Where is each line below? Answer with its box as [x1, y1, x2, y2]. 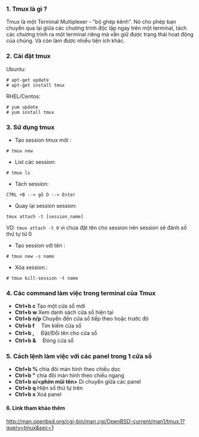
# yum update [6, 104, 39, 110]
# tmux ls [6, 170, 31, 176]
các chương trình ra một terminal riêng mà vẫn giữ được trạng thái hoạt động [6, 31, 194, 38]
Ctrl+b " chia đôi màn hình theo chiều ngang [14, 372, 125, 379]
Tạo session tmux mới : [14, 136, 72, 144]
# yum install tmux [6, 109, 55, 115]
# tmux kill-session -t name [6, 275, 78, 281]
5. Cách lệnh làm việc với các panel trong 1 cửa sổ [6, 352, 152, 360]
